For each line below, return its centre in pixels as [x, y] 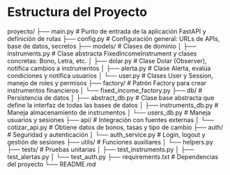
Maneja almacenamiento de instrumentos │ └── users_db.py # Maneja [109, 112]
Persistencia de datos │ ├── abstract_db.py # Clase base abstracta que [111, 97]
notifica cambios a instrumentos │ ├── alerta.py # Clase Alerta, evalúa [109, 68]
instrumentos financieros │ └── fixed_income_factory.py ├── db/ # [105, 90]
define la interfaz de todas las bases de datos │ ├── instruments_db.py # [113, 105]
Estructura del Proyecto [77, 12]
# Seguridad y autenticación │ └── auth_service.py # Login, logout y [106, 134]
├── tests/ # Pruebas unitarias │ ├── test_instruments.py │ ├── [101, 149]
